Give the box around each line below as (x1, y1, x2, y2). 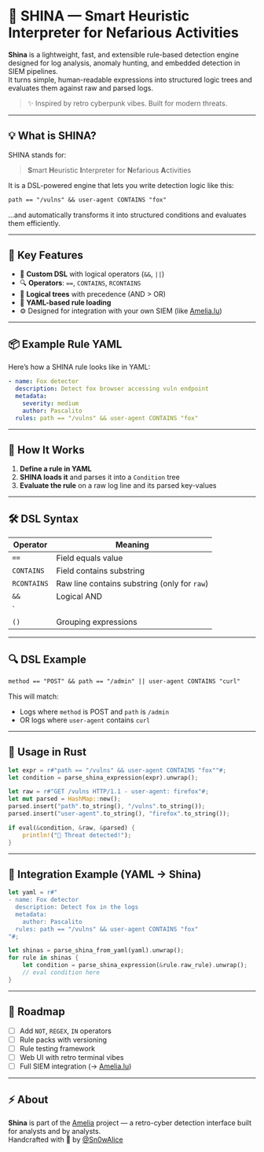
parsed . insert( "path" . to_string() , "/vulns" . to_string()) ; (8, 803, 206, 810)
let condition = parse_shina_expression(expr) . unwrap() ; (8, 774, 199, 781)
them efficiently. (8, 218, 60, 227)
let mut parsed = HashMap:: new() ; (8, 795, 122, 803)
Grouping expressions (56, 617, 137, 628)
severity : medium (22, 399, 79, 408)
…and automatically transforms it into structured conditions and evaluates (8, 210, 247, 220)
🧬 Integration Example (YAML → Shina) (8, 867, 202, 881)
